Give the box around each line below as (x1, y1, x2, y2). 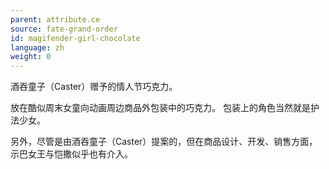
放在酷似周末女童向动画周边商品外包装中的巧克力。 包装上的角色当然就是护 (10, 102, 320, 114)
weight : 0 (10, 52, 52, 62)
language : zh (10, 42, 65, 53)
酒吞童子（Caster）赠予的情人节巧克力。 (10, 81, 178, 93)
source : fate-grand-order (10, 24, 118, 34)
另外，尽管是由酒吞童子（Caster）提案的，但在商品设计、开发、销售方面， (10, 136, 318, 148)
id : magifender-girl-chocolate (10, 33, 141, 43)
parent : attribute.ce (10, 14, 101, 25)
